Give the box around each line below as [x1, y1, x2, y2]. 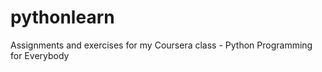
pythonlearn [10, 6, 115, 29]
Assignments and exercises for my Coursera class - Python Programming [10, 39, 313, 51]
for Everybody [10, 49, 70, 61]
